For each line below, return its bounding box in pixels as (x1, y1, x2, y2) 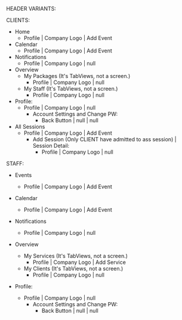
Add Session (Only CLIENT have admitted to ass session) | (32, 136, 177, 142)
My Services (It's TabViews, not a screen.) (23, 253, 128, 259)
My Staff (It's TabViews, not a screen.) (23, 85, 118, 92)
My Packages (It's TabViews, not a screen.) (23, 73, 131, 79)
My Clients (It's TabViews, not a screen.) (23, 265, 124, 272)
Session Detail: (32, 142, 70, 149)
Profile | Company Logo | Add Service (32, 259, 127, 266)
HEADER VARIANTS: (6, 5, 57, 12)
